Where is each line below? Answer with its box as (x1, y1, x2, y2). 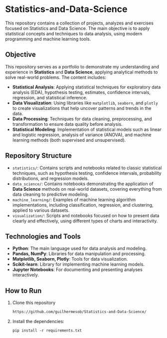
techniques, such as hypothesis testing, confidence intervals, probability (12, 170, 162, 176)
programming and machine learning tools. (5, 36, 91, 42)
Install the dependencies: (12, 319, 65, 325)
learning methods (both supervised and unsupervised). (12, 137, 126, 143)
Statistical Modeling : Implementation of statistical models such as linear (12, 126, 162, 132)
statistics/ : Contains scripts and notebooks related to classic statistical (12, 165, 162, 171)
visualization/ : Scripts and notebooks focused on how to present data (12, 212, 160, 218)
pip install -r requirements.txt (12, 328, 82, 333)
